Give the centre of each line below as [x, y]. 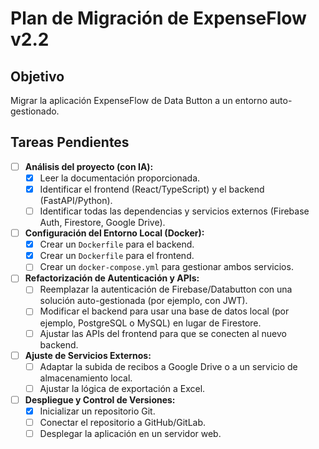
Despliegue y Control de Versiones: [100, 399]
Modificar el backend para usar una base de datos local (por [164, 311]
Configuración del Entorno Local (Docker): [114, 233]
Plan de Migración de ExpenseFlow [158, 18]
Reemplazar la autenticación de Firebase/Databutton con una [166, 289]
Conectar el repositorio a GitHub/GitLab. [123, 422]
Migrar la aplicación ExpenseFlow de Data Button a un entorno [139, 100]
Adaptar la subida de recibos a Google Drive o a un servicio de [168, 366]
